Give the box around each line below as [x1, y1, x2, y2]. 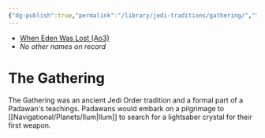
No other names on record [19, 41, 106, 51]
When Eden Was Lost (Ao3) [19, 33, 110, 43]
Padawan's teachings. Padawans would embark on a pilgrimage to [8, 103, 225, 113]
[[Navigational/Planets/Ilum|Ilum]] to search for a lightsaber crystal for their [8, 112, 252, 121]
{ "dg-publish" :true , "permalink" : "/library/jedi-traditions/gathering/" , [8, 11, 252, 20]
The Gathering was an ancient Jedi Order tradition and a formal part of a [8, 95, 244, 105]
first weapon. [8, 120, 51, 130]
